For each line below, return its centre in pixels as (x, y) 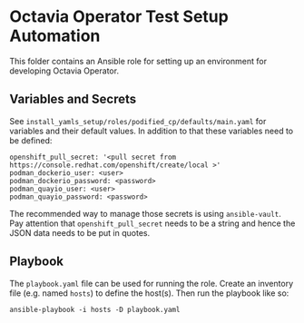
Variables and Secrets (73, 99)
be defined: (31, 140)
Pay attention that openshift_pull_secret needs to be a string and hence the (152, 223)
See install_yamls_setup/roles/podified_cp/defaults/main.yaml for (138, 121)
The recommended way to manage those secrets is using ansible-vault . (145, 213)
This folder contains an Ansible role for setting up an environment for (138, 61)
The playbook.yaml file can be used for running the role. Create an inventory (152, 283)
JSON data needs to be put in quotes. (80, 232)
